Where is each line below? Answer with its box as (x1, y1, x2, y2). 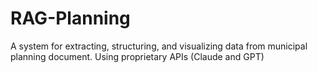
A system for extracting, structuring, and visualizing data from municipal (10, 40, 308, 52)
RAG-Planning (10, 7, 131, 30)
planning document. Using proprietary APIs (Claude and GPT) (10, 50, 265, 62)
